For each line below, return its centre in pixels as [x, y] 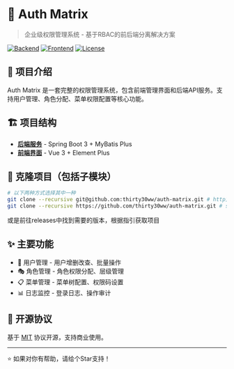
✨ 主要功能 [31, 244]
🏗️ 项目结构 [32, 123]
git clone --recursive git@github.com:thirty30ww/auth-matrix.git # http [117, 200]
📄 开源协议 [30, 319]
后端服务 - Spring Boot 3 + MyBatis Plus [75, 144]
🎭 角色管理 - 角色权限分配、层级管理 [70, 271]
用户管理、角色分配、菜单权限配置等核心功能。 [80, 99]
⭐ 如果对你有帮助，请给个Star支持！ [59, 359]
